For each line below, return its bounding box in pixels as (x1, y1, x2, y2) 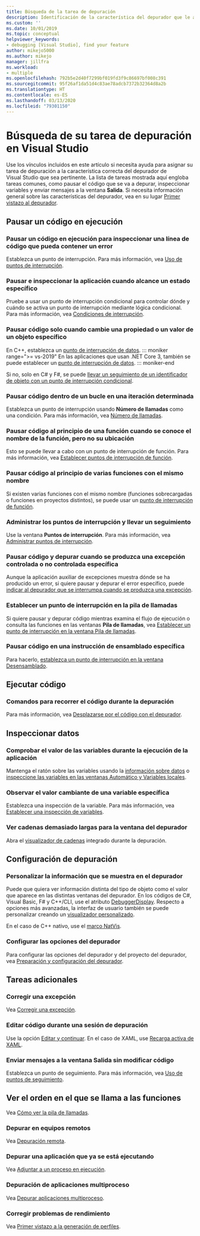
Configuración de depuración (6, 854, 118, 865)
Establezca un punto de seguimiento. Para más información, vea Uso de (6, 1069, 183, 1077)
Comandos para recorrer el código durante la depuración (6, 697, 174, 706)
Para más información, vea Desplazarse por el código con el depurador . (6, 711, 183, 718)
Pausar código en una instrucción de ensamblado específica (6, 642, 185, 651)
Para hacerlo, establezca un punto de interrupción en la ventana (6, 656, 164, 663)
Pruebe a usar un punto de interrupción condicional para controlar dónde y (6, 298, 190, 305)
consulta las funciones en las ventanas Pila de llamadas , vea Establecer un (6, 621, 191, 628)
